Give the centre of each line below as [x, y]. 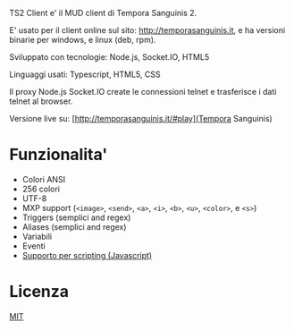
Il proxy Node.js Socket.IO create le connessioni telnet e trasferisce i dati [143, 92]
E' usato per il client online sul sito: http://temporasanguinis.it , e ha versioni [147, 30]
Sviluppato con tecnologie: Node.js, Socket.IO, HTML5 [109, 57]
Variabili [37, 236]
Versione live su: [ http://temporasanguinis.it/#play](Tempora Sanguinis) [141, 118]
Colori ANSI [43, 179]
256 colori [41, 189]
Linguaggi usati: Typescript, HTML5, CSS [85, 74]
